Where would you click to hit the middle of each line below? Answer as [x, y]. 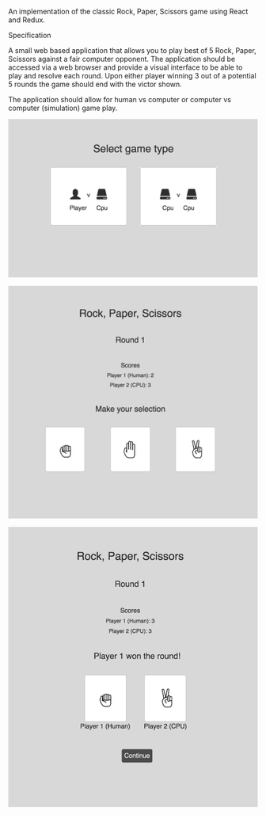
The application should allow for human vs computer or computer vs [120, 99]
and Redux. [27, 20]
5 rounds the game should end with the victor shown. [95, 84]
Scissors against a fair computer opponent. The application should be [122, 59]
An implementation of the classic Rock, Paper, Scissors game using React [128, 11]
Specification [30, 35]
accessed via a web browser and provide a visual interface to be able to [125, 67]
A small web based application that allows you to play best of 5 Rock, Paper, [133, 50]
